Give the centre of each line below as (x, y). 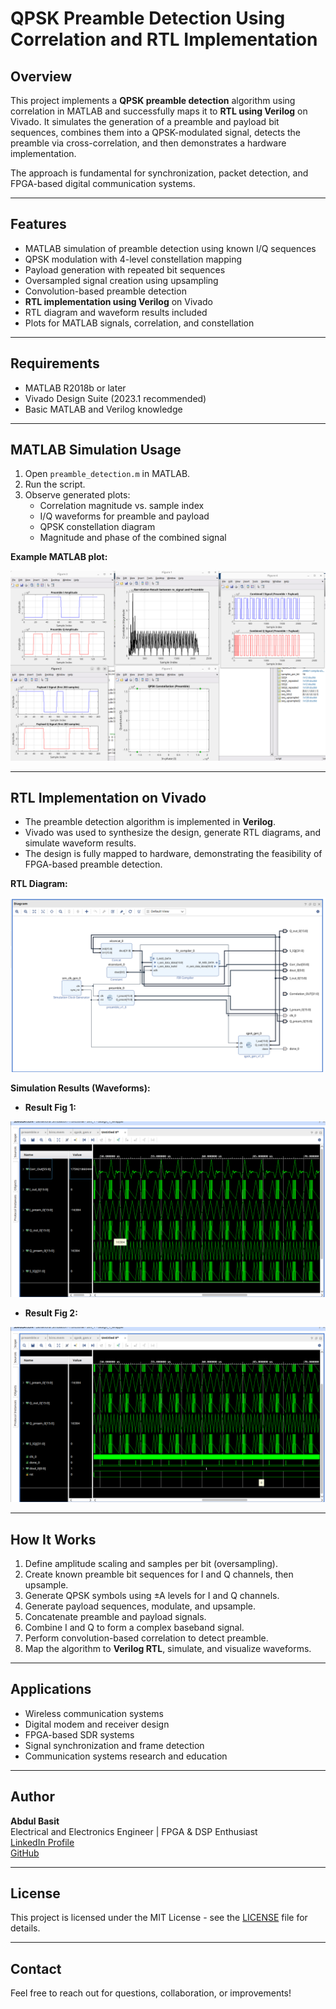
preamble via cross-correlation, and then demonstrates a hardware (148, 143)
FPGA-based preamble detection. (93, 864)
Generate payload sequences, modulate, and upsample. (140, 1606)
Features (38, 224)
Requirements (55, 363)
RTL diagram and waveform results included (116, 312)
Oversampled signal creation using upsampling (121, 280)
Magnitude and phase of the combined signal (133, 538)
